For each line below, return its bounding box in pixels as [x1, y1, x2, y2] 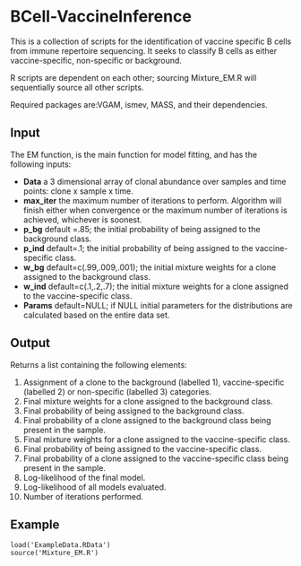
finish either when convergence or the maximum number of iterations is [22, 205, 288, 215]
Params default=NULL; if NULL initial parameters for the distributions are [22, 300, 293, 310]
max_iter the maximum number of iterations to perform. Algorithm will [22, 195, 282, 205]
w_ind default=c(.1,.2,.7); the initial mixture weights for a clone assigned [22, 281, 289, 292]
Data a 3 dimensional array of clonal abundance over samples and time [22, 176, 287, 187]
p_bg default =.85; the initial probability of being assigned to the [22, 223, 261, 234]
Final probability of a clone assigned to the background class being [22, 414, 271, 425]
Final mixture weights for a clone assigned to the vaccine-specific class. [22, 433, 290, 445]
